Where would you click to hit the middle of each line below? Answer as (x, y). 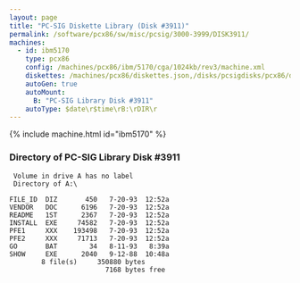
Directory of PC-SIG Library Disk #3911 (95, 157)
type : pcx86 (47, 59)
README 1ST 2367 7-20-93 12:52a (89, 215)
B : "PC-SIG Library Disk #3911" (93, 100)
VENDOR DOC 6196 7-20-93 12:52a (89, 207)
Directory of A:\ (45, 184)
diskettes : (46, 76)
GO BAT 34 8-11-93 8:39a (89, 246)
